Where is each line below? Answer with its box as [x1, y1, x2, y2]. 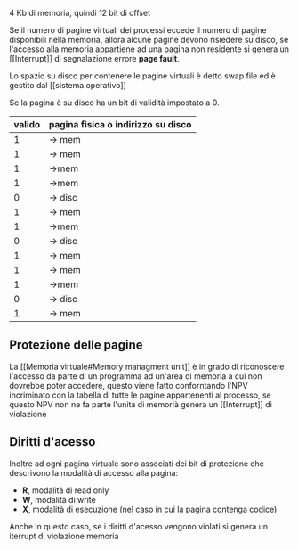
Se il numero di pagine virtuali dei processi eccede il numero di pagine [9, 25, 267, 35]
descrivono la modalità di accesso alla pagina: [9, 467, 179, 478]
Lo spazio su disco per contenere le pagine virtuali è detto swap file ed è [9, 70, 276, 81]
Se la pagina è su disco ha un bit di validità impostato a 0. [9, 97, 220, 108]
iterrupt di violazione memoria [9, 530, 119, 541]
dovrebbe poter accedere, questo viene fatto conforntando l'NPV [9, 380, 248, 390]
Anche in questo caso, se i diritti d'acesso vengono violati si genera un [9, 521, 269, 531]
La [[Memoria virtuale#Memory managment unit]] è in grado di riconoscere [9, 361, 285, 372]
